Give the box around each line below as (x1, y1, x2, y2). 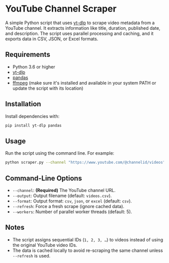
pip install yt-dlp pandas (5, 123, 62, 128)
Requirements (5, 50, 50, 59)
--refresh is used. (12, 252, 51, 258)
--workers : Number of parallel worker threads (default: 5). (12, 209, 132, 215)
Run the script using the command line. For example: (5, 150, 115, 156)
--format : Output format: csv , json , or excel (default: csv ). (12, 198, 132, 204)
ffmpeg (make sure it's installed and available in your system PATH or (12, 80, 156, 86)
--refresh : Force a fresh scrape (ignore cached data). (12, 203, 125, 209)
